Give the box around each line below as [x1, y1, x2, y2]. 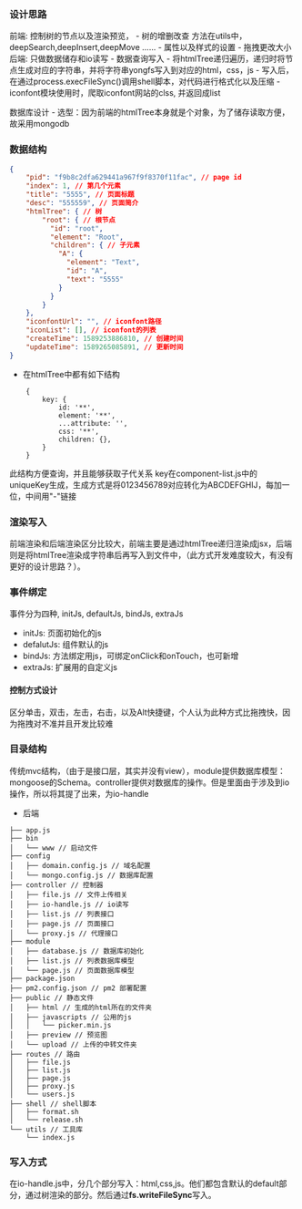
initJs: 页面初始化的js [22, 627, 102, 639]
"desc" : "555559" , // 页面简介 [25, 199, 139, 208]
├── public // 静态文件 [9, 993, 94, 1002]
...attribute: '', [57, 418, 128, 428]
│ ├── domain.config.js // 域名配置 [9, 861, 152, 870]
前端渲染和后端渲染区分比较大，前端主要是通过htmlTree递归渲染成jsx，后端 [9, 538, 293, 549]
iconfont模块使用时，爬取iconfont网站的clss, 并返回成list [9, 88, 221, 98]
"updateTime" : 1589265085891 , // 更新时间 [25, 342, 184, 352]
